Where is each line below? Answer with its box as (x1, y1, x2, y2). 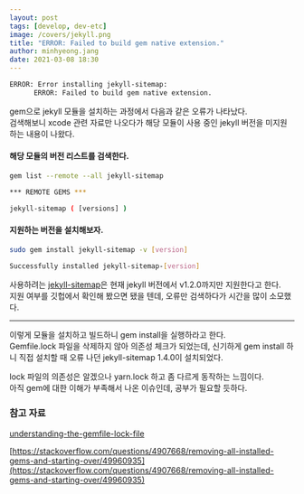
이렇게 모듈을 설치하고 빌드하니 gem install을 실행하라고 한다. (9, 329, 226, 340)
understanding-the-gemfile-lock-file (9, 428, 145, 439)
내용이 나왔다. (25, 128, 75, 139)
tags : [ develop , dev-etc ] (9, 22, 107, 31)
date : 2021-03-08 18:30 (9, 55, 100, 64)
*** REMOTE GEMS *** (9, 187, 88, 197)
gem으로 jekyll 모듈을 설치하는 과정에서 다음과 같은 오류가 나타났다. (9, 106, 248, 117)
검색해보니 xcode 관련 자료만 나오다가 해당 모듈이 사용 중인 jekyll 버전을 (9, 117, 264, 127)
